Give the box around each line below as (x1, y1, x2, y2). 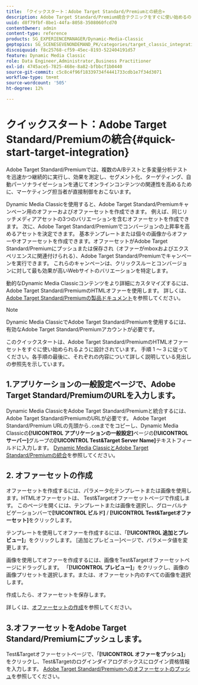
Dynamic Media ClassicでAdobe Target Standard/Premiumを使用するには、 (6, 318, 190, 325)
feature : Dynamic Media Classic (6, 53, 85, 58)
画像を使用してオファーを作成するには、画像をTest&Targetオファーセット (6, 556, 185, 564)
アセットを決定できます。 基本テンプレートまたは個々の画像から (16, 230, 172, 237)
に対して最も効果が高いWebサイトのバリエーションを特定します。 (11, 267, 171, 274)
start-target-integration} (6, 146, 130, 159)
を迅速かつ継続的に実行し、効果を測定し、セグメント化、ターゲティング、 (6, 173, 187, 180)
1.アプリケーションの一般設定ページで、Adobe (6, 379, 176, 390)
